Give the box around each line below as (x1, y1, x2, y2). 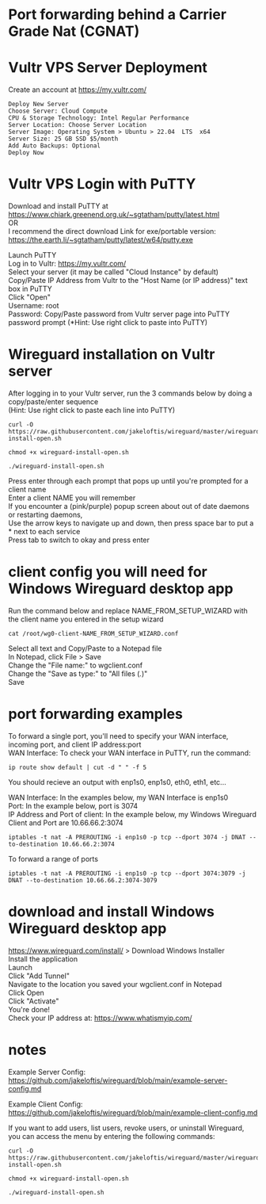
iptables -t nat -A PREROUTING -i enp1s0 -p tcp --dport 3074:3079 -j (8, 870, 246, 877)
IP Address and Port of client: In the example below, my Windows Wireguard (8, 809, 257, 819)
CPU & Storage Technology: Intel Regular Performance (8, 114, 190, 122)
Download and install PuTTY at (8, 201, 108, 211)
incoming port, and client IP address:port (8, 740, 142, 749)
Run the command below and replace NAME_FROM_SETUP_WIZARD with (8, 606, 248, 615)
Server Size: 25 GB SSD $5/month (8, 135, 119, 143)
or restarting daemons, (8, 510, 83, 519)
